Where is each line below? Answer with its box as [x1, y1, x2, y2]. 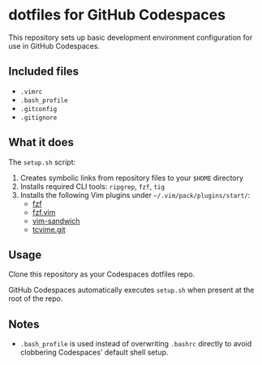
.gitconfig [19, 105, 58, 113]
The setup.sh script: [8, 157, 76, 167]
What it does [8, 135, 75, 149]
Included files [8, 65, 79, 79]
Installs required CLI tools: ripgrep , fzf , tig [19, 181, 165, 191]
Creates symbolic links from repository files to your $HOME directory [19, 173, 244, 182]
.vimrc [19, 88, 43, 96]
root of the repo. [8, 294, 63, 303]
